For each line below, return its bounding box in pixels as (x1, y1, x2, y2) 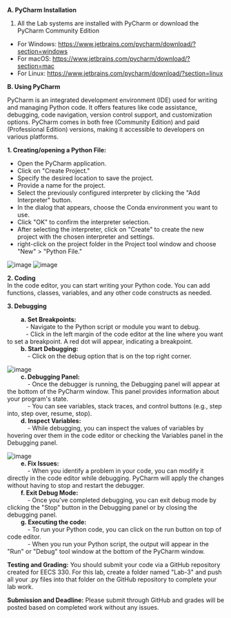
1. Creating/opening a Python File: (7, 146, 107, 154)
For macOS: (17, 54, 51, 63)
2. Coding (7, 274, 36, 282)
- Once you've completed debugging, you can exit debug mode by (27, 496, 217, 504)
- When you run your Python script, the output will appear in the (27, 540, 209, 548)
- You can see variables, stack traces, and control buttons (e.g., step (27, 402, 222, 410)
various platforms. (7, 132, 59, 141)
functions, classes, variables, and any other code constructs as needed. (7, 289, 212, 297)
